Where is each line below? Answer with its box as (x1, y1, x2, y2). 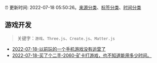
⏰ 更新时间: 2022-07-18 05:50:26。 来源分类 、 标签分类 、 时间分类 (5, 5, 141, 10)
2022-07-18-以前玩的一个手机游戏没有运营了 (12, 46, 106, 52)
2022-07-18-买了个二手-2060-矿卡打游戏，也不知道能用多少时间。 (12, 52, 152, 58)
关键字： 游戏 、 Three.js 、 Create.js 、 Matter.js (17, 35, 115, 41)
